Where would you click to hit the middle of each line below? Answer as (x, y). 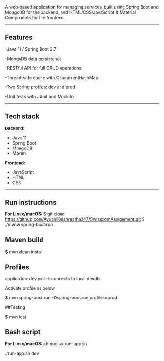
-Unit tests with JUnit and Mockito (40, 96)
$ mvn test (16, 317)
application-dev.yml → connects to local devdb (52, 279)
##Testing (15, 307)
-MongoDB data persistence (34, 59)
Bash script (23, 332)
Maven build (24, 240)
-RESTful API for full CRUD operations (43, 68)
